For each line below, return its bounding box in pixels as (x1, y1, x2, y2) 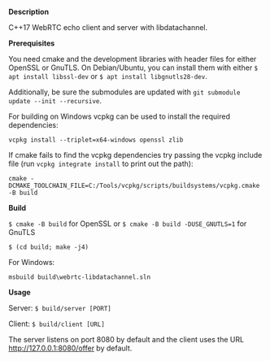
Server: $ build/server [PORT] (8, 303, 111, 312)
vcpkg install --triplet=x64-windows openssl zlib (8, 136, 184, 144)
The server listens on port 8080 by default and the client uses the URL (8, 335, 245, 344)
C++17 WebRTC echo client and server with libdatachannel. (8, 23, 208, 32)
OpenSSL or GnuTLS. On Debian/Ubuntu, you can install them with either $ (8, 63, 259, 72)
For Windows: (8, 258, 55, 267)
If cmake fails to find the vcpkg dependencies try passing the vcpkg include (8, 150, 263, 159)
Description (8, 7, 50, 16)
